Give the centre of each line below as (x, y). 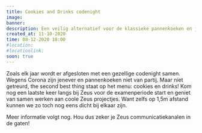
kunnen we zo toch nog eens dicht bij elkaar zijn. (67, 105)
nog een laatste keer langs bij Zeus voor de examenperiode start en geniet (98, 92)
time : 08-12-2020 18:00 (36, 40)
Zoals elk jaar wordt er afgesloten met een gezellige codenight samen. (93, 73)
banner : (16, 23)
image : (14, 17)
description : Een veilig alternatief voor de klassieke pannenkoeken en (99, 28)
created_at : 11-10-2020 (36, 34)
